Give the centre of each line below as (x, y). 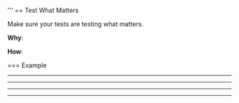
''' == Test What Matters (43, 10)
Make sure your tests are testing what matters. (75, 24)
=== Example (27, 65)
